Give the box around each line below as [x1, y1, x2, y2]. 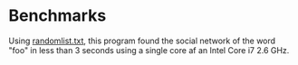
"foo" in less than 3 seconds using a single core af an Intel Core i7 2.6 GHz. [8, 44, 290, 55]
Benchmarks [8, 5, 107, 26]
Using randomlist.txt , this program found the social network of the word [8, 35, 276, 46]
